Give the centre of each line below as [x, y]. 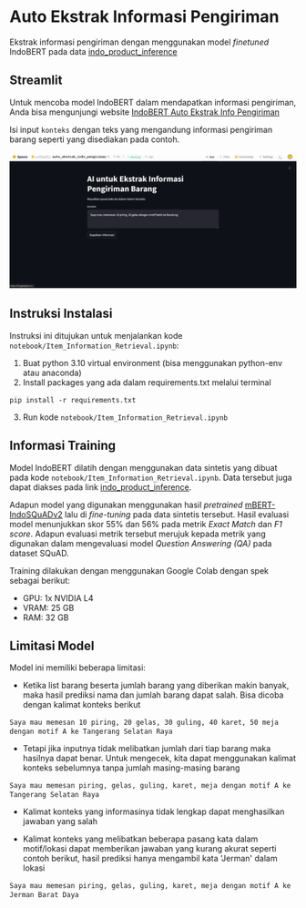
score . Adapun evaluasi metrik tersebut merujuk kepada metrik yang [138, 534]
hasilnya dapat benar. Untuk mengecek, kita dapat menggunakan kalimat [159, 759]
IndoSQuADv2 [36, 514]
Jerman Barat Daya [44, 895]
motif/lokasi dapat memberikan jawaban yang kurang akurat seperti [149, 849]
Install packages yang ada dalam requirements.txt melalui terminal [147, 382]
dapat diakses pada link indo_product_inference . [101, 487]
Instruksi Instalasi [61, 314]
